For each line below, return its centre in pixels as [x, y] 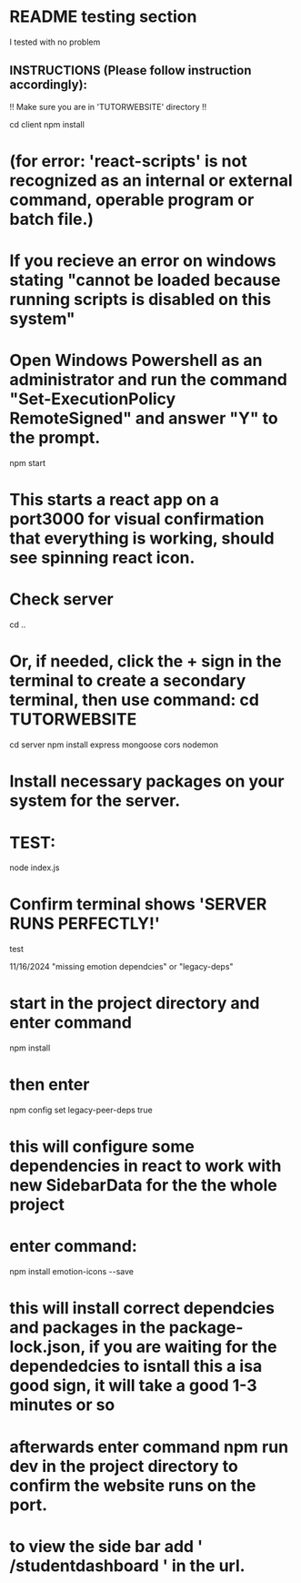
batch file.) [51, 219]
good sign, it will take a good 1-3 [133, 1386]
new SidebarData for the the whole [143, 1186]
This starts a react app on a [115, 500]
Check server [61, 599]
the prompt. [55, 438]
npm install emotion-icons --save [72, 1272]
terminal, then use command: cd [134, 700]
